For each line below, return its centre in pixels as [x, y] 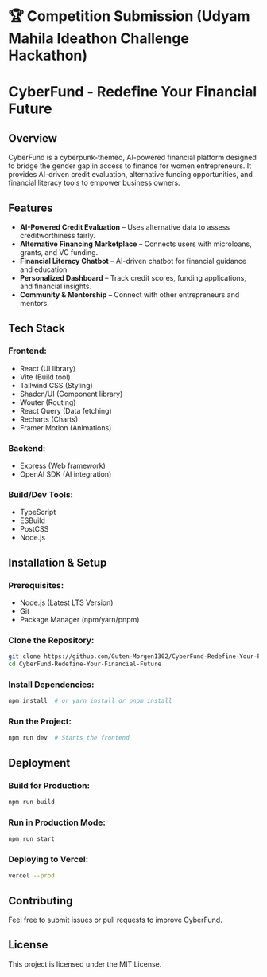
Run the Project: [40, 721]
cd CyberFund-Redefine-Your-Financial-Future [85, 664]
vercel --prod [32, 876]
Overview [33, 138]
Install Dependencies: [51, 685]
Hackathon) [48, 55]
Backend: [27, 448]
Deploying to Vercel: [48, 860]
